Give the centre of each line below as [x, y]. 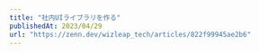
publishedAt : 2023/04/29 [56, 26]
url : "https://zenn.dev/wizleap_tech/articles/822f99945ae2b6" [130, 34]
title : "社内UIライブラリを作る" [65, 18]
